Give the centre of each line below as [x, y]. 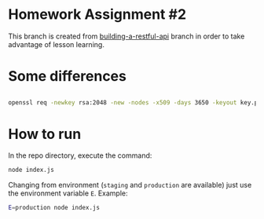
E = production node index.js [54, 208]
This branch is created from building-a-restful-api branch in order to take [126, 36]
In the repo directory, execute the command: [80, 155]
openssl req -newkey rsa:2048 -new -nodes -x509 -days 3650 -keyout [123, 102]
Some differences [68, 77]
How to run [45, 134]
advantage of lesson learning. [56, 44]
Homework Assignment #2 [97, 15]
